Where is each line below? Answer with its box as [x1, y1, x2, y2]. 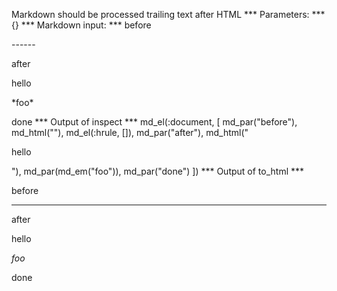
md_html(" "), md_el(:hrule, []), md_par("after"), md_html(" [11, 127, 249, 138]
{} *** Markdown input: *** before [11, 19, 152, 31]
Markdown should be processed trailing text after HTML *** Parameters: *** [11, 9, 326, 20]
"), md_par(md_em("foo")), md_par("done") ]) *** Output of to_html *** [11, 165, 305, 177]
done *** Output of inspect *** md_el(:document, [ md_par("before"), [11, 116, 298, 128]
